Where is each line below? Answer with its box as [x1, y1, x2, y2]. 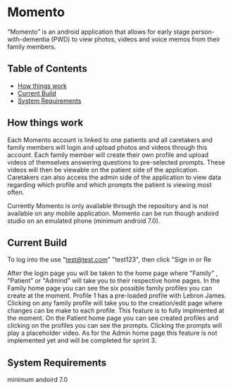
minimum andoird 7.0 [7, 376, 68, 384]
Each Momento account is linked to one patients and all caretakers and [7, 135, 213, 144]
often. [7, 188, 25, 196]
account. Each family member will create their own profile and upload [7, 151, 209, 159]
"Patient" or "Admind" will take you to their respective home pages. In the [7, 276, 220, 285]
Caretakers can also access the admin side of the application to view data [7, 173, 222, 181]
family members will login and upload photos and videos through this [7, 143, 208, 151]
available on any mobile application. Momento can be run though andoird [7, 209, 220, 217]
